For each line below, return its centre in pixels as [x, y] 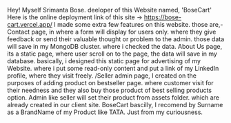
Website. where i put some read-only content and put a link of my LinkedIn [113, 68]
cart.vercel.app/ [30, 24]
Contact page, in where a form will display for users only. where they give [112, 32]
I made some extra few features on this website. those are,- [139, 24]
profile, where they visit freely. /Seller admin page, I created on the [102, 76]
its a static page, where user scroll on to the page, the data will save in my [112, 54]
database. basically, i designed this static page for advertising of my [104, 61]
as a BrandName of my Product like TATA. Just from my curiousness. [105, 112]
